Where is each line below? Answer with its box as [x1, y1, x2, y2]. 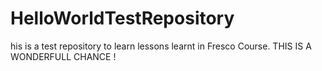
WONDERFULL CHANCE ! [10, 50, 117, 62]
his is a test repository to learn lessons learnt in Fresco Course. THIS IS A [10, 40, 312, 52]
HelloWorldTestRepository [10, 7, 235, 30]
